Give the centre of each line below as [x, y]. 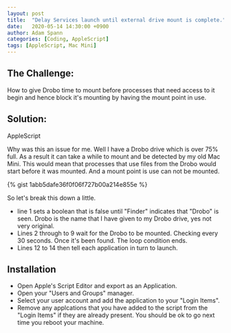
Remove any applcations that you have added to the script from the [112, 308]
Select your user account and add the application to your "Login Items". [118, 301]
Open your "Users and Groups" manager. [75, 293]
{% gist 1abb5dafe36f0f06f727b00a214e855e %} [77, 184]
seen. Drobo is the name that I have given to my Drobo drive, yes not [114, 219]
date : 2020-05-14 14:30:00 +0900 [58, 26]
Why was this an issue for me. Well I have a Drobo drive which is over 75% [113, 149]
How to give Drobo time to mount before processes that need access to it [111, 90]
